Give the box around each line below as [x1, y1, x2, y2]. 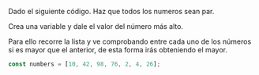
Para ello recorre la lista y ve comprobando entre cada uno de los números [8, 37, 252, 46]
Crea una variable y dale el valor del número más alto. [8, 22, 184, 30]
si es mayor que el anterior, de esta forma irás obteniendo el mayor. [8, 45, 227, 54]
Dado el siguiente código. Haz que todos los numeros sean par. [8, 7, 215, 16]
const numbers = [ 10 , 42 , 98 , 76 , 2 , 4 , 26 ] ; [8, 60, 161, 68]
